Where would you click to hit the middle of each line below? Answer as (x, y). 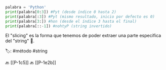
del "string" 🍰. (20, 41)
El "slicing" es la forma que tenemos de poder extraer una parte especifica (83, 36)
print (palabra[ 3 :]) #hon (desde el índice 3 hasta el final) (71, 21)
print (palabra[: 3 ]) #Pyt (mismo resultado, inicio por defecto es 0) (80, 17)
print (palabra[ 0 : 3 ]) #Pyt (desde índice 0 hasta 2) (61, 12)
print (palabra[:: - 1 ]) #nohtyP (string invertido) (59, 26)
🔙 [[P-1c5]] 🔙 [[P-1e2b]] (31, 62)
